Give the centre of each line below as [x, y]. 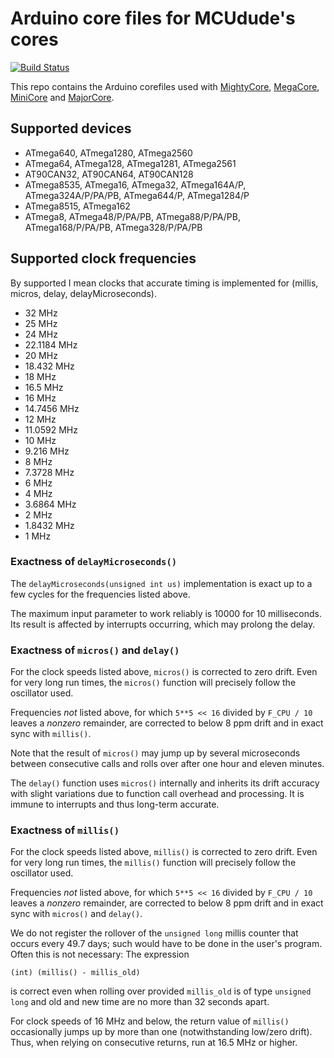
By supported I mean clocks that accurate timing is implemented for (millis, [164, 283]
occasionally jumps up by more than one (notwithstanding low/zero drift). [161, 1032]
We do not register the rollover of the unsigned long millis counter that [154, 933]
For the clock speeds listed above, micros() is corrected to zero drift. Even [164, 672]
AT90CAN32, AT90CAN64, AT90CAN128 [109, 174]
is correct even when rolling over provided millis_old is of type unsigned [161, 991]
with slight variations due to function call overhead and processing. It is [157, 794]
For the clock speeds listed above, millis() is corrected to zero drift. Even [164, 852]
